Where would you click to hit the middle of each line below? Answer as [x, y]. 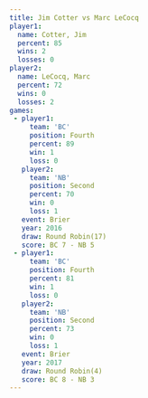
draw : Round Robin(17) [64, 236]
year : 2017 [42, 363]
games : [22, 110]
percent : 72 [40, 85]
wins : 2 [32, 52]
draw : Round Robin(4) [62, 371]
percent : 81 [52, 279]
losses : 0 [36, 60]
